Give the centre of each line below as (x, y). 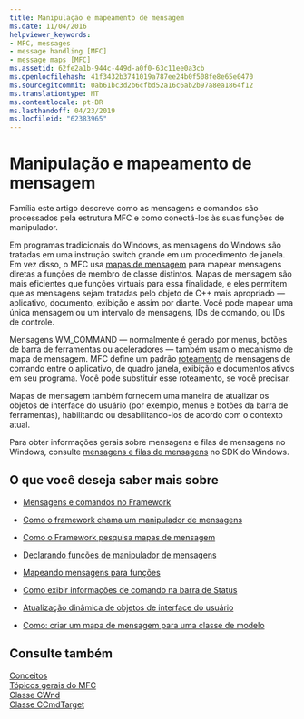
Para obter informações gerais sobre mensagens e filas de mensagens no (147, 442)
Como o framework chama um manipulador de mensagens (132, 520)
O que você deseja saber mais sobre (114, 480)
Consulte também (61, 654)
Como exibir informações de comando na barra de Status (130, 589)
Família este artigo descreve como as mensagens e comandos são (134, 209)
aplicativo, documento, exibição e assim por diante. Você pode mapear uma (151, 303)
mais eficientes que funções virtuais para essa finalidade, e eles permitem (148, 284)
